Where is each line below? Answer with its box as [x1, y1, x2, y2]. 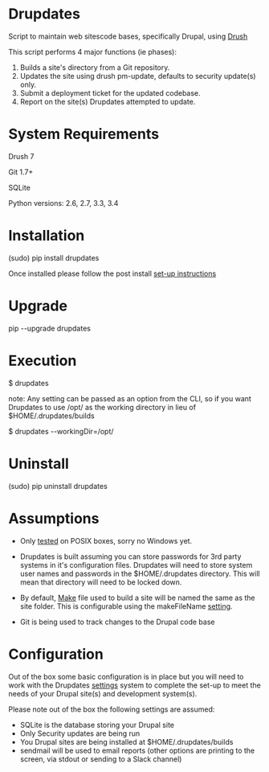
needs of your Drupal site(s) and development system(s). [8, 688, 198, 698]
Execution [8, 351, 77, 370]
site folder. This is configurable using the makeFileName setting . [19, 601, 233, 611]
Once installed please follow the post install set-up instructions [8, 269, 217, 278]
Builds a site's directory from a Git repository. [19, 62, 170, 72]
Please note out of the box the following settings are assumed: [8, 704, 215, 714]
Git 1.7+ [8, 166, 34, 177]
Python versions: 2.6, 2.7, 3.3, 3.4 [8, 198, 119, 207]
